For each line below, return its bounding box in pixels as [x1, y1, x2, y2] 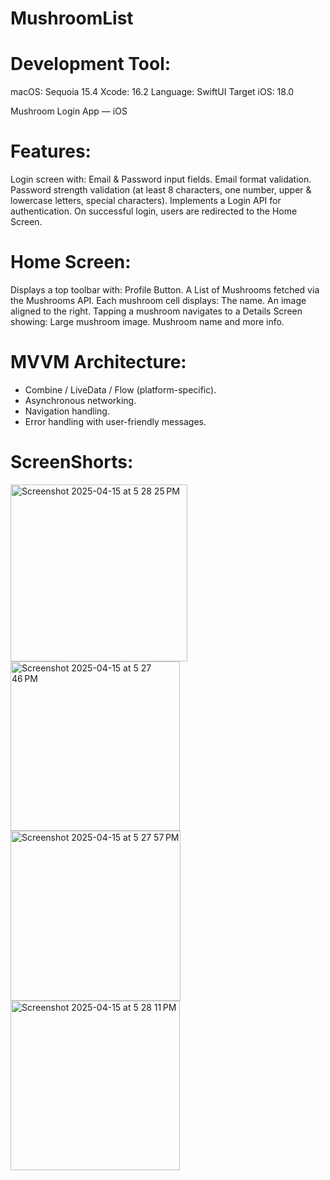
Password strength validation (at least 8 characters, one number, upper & [10, 184, 312, 196]
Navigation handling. [24, 405, 110, 417]
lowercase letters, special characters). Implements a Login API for [10, 195, 282, 207]
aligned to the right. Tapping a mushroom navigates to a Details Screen [10, 305, 303, 317]
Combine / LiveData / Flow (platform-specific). [24, 383, 217, 396]
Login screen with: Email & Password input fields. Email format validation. [10, 173, 312, 186]
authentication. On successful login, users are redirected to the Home [10, 205, 298, 217]
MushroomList [10, 7, 134, 30]
